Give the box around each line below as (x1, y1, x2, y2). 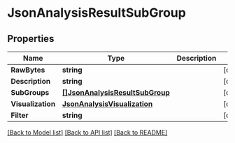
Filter (10, 110, 29, 120)
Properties (7, 33, 55, 45)
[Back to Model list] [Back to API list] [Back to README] (7, 128, 168, 137)
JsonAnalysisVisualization (62, 99, 153, 109)
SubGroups (10, 88, 50, 97)
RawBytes (10, 65, 45, 75)
